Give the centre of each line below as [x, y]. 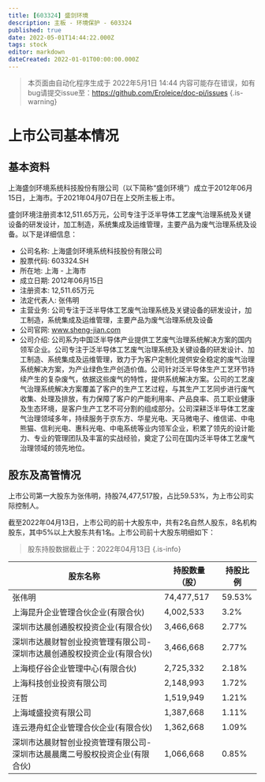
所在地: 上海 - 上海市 [53, 270]
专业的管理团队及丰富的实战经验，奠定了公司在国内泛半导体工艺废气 [144, 438]
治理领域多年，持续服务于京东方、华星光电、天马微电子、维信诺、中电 [140, 418]
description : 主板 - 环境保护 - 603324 [70, 23]
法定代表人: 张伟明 [49, 300]
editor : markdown [37, 52]
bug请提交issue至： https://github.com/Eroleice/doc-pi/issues [128, 92]
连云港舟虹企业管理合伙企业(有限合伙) [82, 728]
